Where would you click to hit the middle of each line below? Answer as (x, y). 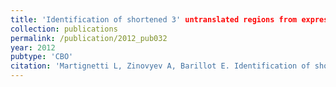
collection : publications (64, 29)
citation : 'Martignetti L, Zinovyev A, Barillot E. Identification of (160, 66)
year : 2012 (33, 47)
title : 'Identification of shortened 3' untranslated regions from (154, 19)
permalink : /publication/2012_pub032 (89, 38)
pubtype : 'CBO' (42, 57)
